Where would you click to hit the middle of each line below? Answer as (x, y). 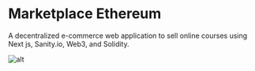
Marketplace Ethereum (85, 14)
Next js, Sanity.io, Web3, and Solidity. (69, 43)
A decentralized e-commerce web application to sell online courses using (128, 35)
